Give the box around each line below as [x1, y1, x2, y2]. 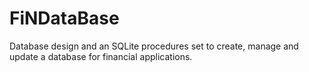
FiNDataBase [9, 7, 120, 30]
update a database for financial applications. [9, 50, 193, 62]
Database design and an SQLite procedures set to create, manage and [9, 40, 299, 52]
